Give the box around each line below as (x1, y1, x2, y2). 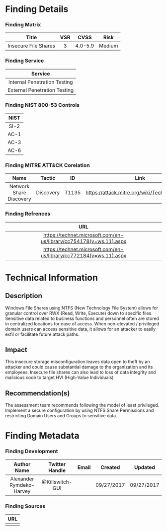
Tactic (40, 175, 56, 182)
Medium (98, 42, 118, 49)
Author (13, 460, 31, 467)
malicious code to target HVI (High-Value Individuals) (5, 375, 114, 380)
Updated (134, 463, 155, 470)
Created (100, 463, 120, 470)
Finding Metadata (5, 430, 80, 442)
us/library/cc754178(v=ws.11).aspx (40, 237, 127, 244)
